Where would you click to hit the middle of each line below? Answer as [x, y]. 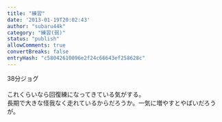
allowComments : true [37, 45]
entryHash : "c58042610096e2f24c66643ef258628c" [76, 58]
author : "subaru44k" [37, 26]
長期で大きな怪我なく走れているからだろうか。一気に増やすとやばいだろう [112, 103]
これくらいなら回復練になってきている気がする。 [76, 94]
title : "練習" [26, 13]
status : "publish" [33, 39]
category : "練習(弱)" [36, 33]
